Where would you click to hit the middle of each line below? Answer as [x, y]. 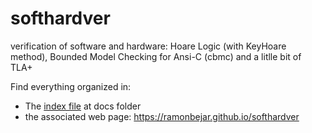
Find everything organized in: [71, 86]
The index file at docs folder [83, 106]
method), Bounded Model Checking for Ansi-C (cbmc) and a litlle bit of [156, 56]
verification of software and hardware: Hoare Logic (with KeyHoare [148, 46]
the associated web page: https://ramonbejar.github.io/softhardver [162, 116]
